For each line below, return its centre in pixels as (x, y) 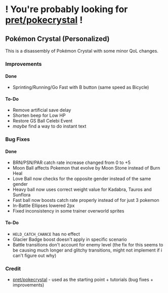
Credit (13, 268)
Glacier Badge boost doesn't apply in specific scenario (70, 239)
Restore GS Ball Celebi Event (43, 121)
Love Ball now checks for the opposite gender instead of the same (82, 179)
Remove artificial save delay (42, 110)
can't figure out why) (34, 255)
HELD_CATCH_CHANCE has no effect (46, 234)
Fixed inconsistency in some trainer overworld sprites (68, 211)
